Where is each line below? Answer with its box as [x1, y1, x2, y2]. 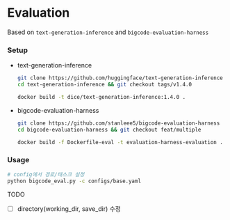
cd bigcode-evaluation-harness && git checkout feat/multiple [17, 126, 202, 133]
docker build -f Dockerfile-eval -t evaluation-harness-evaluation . [17, 139, 224, 146]
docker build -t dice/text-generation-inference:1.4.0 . [17, 93, 186, 100]
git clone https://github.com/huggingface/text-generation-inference [17, 74, 224, 81]
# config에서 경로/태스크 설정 [7, 171, 85, 178]
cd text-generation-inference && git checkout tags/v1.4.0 [17, 81, 192, 88]
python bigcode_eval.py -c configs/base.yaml [7, 178, 141, 184]
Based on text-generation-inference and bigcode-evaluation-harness [7, 28, 209, 36]
